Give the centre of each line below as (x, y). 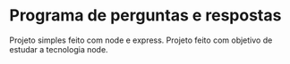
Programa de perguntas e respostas (145, 16)
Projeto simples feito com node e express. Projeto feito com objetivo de (141, 40)
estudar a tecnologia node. (59, 49)
